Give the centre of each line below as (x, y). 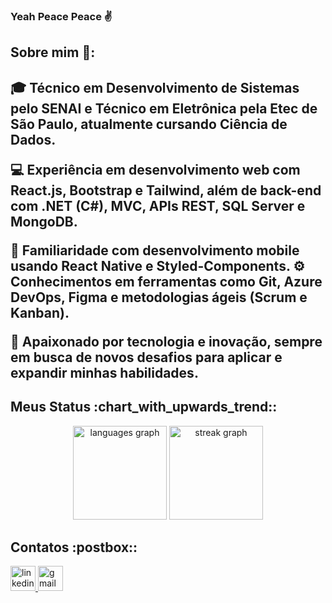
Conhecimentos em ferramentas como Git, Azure (166, 281)
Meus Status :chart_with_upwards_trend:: (144, 407)
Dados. (33, 139)
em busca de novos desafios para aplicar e (146, 357)
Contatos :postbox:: (74, 547)
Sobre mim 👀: (53, 52)
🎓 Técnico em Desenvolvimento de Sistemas (155, 87)
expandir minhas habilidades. (104, 372)
